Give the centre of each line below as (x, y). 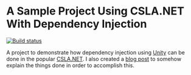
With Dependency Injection (77, 24)
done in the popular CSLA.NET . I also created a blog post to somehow (94, 59)
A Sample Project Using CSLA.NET (95, 11)
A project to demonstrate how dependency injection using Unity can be (96, 52)
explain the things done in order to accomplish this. (71, 65)
